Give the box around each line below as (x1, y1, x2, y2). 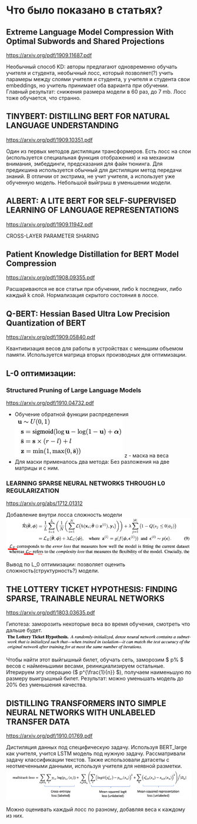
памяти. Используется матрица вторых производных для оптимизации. (6, 351, 187, 358)
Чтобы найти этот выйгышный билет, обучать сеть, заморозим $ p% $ (6, 656, 184, 663)
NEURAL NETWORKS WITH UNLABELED (6, 707, 156, 717)
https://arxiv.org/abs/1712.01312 (6, 500, 84, 507)
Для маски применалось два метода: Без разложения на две (14, 458, 169, 465)
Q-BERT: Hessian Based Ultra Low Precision (6, 308, 171, 318)
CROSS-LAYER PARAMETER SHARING (6, 232, 99, 239)
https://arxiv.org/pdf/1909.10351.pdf (6, 136, 93, 143)
